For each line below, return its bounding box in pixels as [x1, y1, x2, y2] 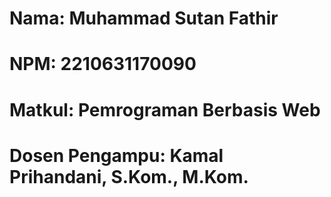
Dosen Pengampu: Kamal [9, 144, 224, 167]
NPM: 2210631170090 [9, 53, 197, 76]
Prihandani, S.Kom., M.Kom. [9, 165, 249, 188]
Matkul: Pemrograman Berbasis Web [9, 98, 321, 121]
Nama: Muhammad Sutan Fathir [9, 7, 279, 30]
